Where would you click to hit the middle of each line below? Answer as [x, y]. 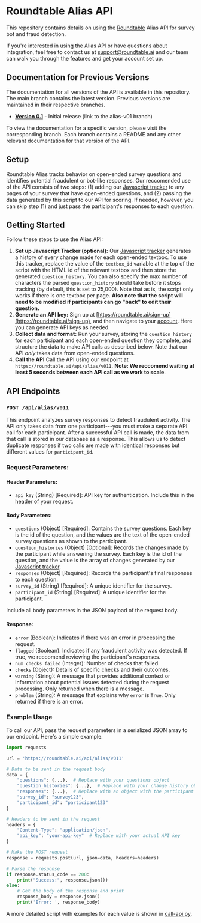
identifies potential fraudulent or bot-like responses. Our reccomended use [99, 180]
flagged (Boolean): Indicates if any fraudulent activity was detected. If [101, 650]
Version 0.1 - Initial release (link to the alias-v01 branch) [83, 116]
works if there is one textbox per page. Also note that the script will [99, 296]
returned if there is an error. [49, 701]
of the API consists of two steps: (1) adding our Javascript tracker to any [95, 187]
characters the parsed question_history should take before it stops [98, 283]
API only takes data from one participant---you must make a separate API [97, 426]
